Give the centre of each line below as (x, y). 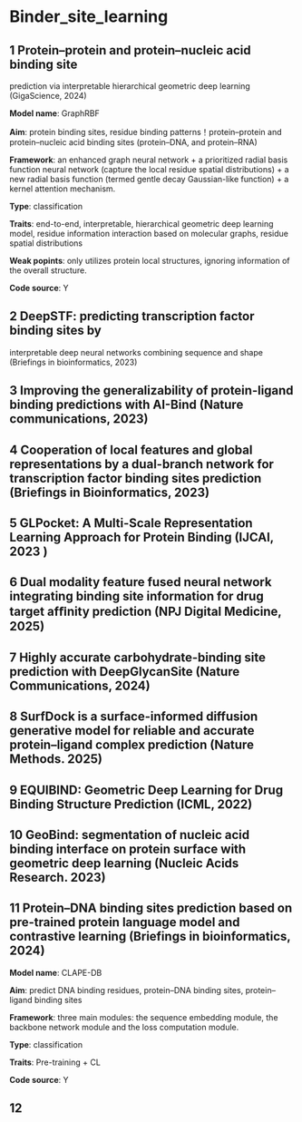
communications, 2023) (79, 419)
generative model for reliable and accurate (132, 731)
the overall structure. (49, 270)
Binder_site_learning (89, 17)
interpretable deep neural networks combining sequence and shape (136, 352)
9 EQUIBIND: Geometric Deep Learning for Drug (146, 790)
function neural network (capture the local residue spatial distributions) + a (149, 169)
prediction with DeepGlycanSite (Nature (125, 672)
